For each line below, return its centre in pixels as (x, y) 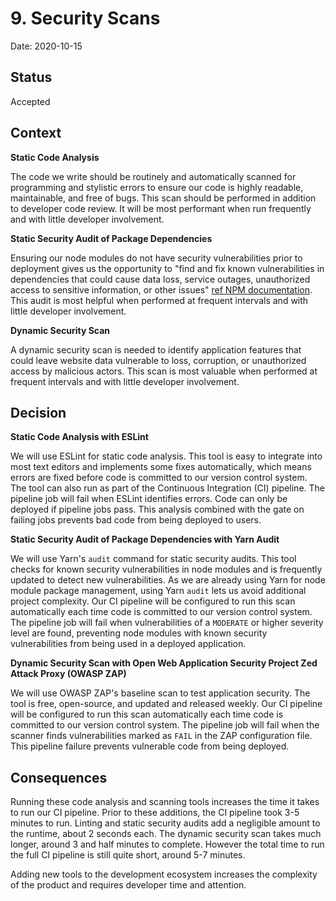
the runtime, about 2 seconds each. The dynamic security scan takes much (166, 834)
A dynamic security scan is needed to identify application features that (156, 349)
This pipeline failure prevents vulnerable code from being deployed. (150, 746)
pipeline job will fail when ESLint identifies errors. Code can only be (149, 499)
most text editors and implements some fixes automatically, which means (161, 467)
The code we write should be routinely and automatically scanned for (153, 176)
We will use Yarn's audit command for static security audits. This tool (153, 559)
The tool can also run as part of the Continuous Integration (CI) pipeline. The (167, 488)
